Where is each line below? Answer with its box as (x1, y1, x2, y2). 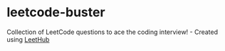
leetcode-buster (6, 4, 105, 21)
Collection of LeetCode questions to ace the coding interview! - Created (6, 28, 219, 36)
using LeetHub (6, 35, 50, 43)
